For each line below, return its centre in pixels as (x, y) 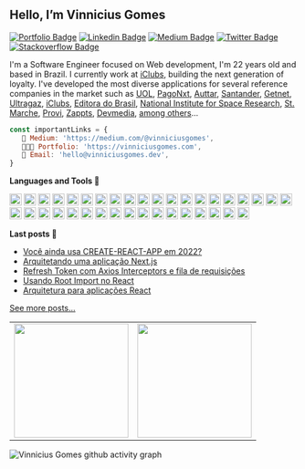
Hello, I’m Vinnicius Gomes (88, 15)
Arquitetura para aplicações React (87, 290)
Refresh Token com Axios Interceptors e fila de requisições (134, 271)
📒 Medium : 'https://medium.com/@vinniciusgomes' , (118, 138)
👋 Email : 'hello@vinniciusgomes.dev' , (95, 155)
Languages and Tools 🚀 (55, 181)
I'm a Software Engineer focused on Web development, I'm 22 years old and (153, 64)
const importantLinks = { (58, 130)
